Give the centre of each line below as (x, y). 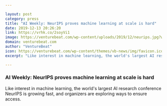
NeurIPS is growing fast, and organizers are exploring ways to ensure (76, 94)
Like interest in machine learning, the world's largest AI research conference (83, 88)
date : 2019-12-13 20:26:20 (33, 28)
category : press (22, 19)
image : (12, 37)
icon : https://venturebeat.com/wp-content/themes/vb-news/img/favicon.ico (84, 51)
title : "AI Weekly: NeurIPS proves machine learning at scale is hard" (81, 23)
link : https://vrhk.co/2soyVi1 (38, 33)
